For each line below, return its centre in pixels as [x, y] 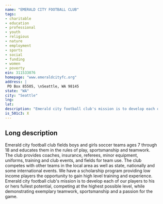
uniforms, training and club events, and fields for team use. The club [73, 160]
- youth [13, 32]
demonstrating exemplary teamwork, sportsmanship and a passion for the [79, 191]
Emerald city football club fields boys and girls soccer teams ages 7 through [81, 145]
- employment [18, 46]
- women [13, 64]
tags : [10, 14]
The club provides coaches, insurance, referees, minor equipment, [72, 155]
